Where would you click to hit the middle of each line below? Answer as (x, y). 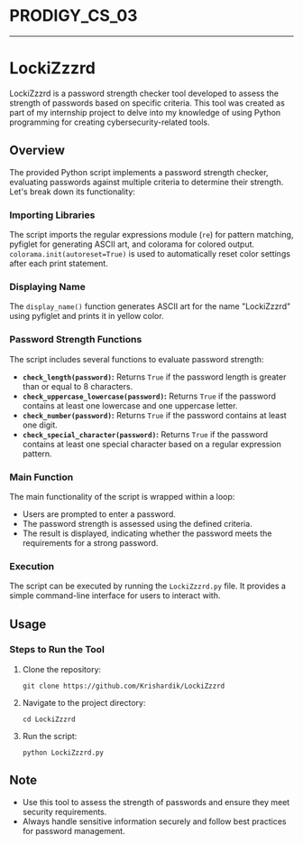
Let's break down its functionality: (72, 192)
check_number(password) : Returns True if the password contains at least (154, 415)
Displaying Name (47, 286)
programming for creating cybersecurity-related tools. (110, 122)
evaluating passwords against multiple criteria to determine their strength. (147, 182)
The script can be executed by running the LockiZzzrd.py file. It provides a (148, 586)
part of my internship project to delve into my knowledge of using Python (145, 112)
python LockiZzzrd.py (63, 752)
